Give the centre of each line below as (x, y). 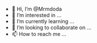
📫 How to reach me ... (39, 34)
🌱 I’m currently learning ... (43, 21)
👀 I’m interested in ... (36, 15)
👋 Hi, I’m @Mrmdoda (37, 9)
